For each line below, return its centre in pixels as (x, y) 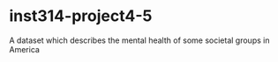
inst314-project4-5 (81, 16)
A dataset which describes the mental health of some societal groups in (139, 40)
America (24, 49)
